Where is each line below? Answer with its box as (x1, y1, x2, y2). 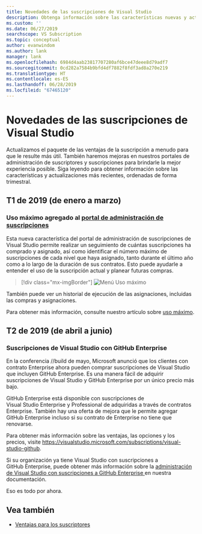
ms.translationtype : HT (6, 71, 66, 77)
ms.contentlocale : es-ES (6, 76, 69, 82)
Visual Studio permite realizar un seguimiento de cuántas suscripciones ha (6, 241, 191, 248)
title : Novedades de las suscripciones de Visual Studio (6, 8, 152, 15)
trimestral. (6, 178, 32, 185)
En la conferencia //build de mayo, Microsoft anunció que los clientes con (6, 357, 188, 365)
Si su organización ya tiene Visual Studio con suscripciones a (6, 456, 158, 464)
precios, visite (6, 438, 41, 446)
